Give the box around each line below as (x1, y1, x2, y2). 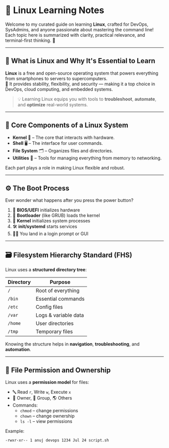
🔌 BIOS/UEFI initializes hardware (12, 207, 80, 213)
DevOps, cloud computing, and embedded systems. (5, 86, 113, 92)
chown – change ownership (20, 413, 75, 419)
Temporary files (35, 328, 73, 335)
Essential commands (35, 295, 84, 302)
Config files (35, 304, 63, 311)
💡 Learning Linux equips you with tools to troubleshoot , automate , (17, 96, 157, 102)
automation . (5, 347, 31, 353)
